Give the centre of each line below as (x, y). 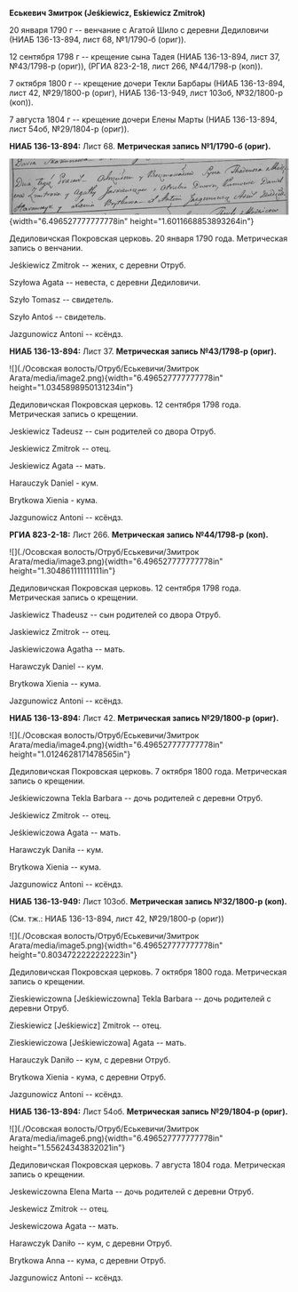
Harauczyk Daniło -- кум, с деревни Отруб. (90, 1060)
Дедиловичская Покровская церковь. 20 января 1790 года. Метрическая (149, 238)
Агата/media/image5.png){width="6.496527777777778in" (116, 945)
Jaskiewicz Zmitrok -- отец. (60, 632)
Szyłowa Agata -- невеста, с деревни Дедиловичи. (105, 283)
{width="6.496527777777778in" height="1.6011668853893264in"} (132, 221)
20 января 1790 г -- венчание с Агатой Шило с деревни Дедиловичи (139, 30)
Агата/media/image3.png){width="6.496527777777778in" (116, 562)
